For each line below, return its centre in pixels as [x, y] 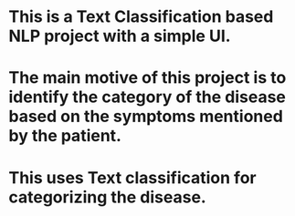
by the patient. [65, 136]
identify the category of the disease [147, 97]
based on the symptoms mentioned [146, 117]
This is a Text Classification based [141, 17]
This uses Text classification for [132, 177]
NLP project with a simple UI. [120, 36]
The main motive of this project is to [147, 78]
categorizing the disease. [107, 197]
